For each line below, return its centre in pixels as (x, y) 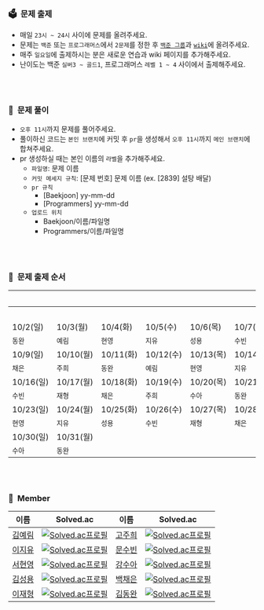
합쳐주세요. (37, 148)
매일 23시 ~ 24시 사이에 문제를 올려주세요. (83, 35)
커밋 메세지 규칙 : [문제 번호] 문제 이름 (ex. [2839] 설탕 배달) (121, 178)
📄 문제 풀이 (29, 111)
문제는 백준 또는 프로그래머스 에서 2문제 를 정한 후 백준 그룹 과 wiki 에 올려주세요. (134, 45)
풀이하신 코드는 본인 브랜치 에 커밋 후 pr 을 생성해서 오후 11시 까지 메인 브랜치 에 (135, 139)
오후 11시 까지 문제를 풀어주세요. (68, 129)
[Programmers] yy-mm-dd (86, 203)
